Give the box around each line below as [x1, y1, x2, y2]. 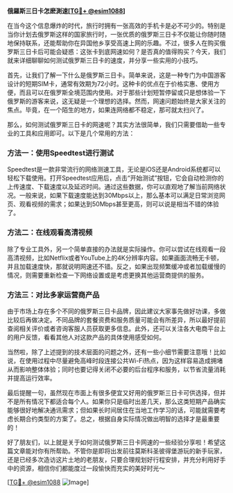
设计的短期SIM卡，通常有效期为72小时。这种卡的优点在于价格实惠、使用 [7, 80, 214, 87]
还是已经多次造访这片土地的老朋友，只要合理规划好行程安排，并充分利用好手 [7, 455, 226, 464]
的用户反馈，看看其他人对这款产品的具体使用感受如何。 [7, 333, 165, 341]
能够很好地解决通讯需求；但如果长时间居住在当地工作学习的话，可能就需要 [7, 406, 220, 414]
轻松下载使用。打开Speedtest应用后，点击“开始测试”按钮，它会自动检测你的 [7, 174, 224, 183]
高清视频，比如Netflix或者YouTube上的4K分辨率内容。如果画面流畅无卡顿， [7, 253, 223, 262]
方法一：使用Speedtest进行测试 [7, 148, 114, 158]
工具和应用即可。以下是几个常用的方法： [19, 129, 135, 137]
